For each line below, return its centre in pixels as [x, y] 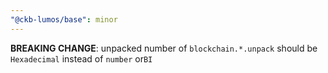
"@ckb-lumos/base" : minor [64, 19]
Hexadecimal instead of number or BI [81, 58]
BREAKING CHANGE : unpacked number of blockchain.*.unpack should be [164, 48]
